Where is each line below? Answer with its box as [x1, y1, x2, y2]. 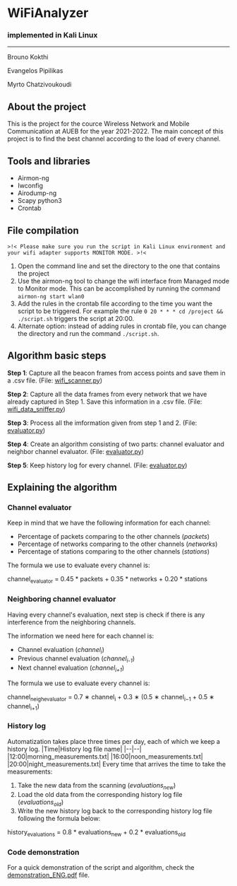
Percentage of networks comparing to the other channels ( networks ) [17, 540, 218, 549]
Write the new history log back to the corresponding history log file [17, 807, 213, 815]
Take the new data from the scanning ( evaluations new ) [17, 781, 176, 791]
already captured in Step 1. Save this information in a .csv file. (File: [7, 397, 202, 406]
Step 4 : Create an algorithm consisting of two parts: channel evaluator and [7, 440, 224, 448]
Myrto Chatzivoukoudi [7, 80, 72, 89]
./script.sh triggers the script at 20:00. [17, 314, 135, 322]
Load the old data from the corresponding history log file [17, 790, 183, 798]
